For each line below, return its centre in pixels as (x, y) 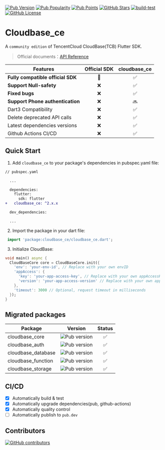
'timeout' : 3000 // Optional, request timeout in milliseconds (80, 290)
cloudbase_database (31, 353)
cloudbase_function (30, 361)
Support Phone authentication (44, 101)
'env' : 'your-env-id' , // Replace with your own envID (71, 267)
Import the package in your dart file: (49, 230)
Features (44, 69)
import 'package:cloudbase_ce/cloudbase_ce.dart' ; (60, 240)
